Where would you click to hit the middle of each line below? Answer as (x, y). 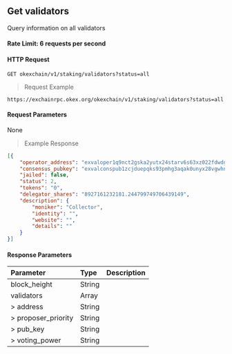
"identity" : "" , (55, 214)
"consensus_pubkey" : (49, 169)
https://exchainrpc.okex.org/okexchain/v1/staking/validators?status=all (116, 99)
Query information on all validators (56, 28)
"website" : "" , (54, 220)
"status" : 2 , (38, 182)
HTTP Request (28, 59)
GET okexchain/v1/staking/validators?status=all (78, 74)
